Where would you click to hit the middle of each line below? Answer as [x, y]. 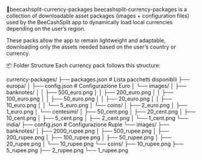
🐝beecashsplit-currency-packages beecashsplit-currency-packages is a [97, 9]
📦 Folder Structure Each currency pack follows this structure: [83, 65]
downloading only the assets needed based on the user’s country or [91, 47]
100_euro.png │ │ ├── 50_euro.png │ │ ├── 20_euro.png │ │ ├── [89, 99]
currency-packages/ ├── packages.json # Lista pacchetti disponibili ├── [98, 79]
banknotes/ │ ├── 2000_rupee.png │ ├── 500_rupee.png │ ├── [88, 131]
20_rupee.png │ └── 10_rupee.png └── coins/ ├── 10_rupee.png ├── [95, 144]
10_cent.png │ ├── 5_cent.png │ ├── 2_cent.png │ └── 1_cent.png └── [97, 118]
